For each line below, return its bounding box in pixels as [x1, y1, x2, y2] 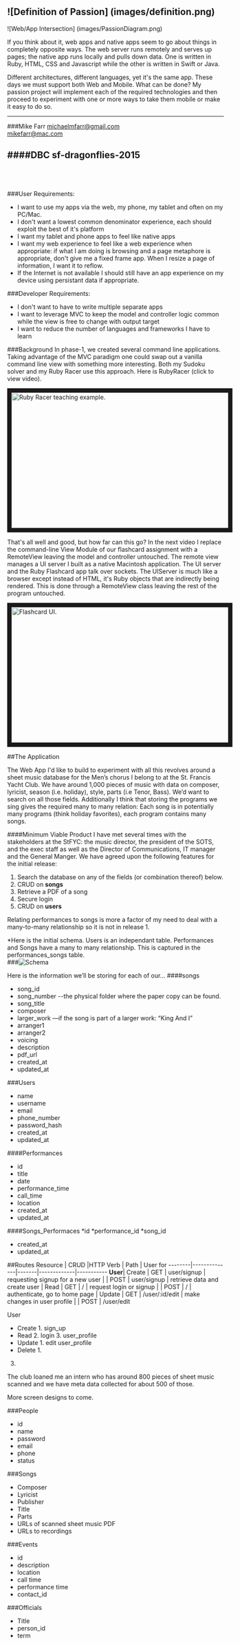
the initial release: [7, 859, 57, 868]
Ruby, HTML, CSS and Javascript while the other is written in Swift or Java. [7, 59, 220, 68]
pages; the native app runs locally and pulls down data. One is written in [7, 52, 212, 61]
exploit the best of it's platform [17, 224, 105, 233]
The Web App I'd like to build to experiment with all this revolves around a [7, 766, 215, 774]
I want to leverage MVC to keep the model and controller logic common [17, 310, 219, 318]
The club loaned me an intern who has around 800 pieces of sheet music [7, 1373, 215, 1381]
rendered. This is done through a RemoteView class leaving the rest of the [7, 581, 217, 590]
